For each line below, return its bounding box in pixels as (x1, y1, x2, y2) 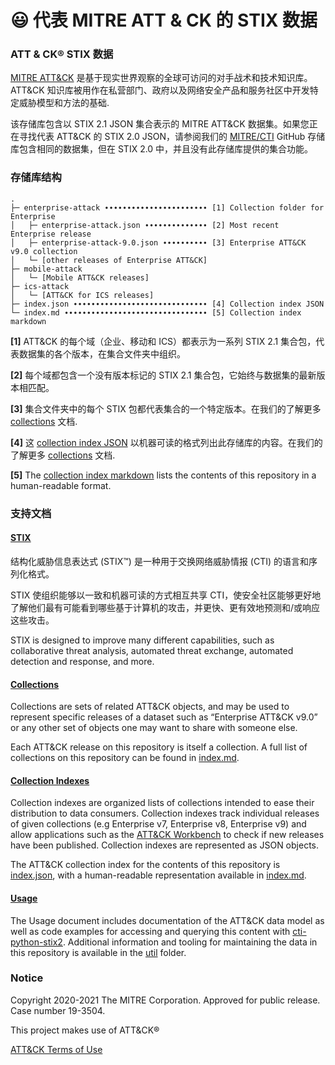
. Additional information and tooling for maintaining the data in (62, 936, 318, 948)
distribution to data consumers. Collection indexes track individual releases (10, 807, 320, 820)
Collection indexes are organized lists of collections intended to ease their (10, 797, 315, 809)
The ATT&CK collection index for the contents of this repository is (10, 859, 281, 871)
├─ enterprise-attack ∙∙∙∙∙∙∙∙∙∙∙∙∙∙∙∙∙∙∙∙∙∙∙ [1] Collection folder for (10, 202, 325, 213)
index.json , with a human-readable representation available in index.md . (10, 869, 307, 881)
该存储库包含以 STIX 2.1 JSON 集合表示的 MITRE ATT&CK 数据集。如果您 (10, 118, 310, 130)
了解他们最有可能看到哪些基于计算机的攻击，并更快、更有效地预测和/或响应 (10, 601, 321, 613)
